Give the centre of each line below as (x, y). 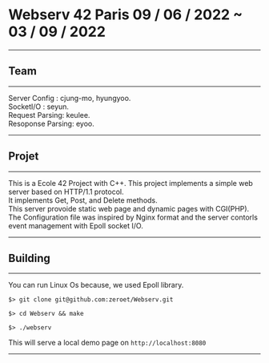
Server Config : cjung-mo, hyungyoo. (70, 98)
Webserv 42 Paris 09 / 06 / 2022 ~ (126, 15)
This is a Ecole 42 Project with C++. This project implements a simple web (131, 183)
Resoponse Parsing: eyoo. (51, 123)
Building (29, 258)
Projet (24, 157)
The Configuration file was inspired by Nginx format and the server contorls (133, 217)
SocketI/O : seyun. (39, 107)
